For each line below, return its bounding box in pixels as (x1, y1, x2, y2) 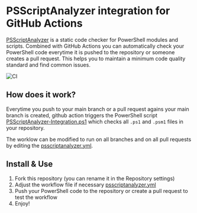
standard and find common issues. (6, 61, 91, 68)
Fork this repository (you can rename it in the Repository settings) (14, 175, 175, 182)
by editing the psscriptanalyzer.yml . (6, 142, 93, 149)
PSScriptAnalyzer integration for (6, 4, 170, 18)
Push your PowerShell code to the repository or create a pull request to (14, 187, 188, 194)
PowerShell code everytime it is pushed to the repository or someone (6, 48, 175, 55)
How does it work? (6, 90, 76, 100)
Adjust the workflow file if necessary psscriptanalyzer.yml (14, 181, 156, 188)
